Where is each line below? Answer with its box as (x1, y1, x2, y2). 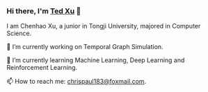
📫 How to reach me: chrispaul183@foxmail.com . (6, 77, 147, 86)
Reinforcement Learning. (6, 64, 78, 72)
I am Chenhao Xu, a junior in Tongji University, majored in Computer (6, 22, 201, 30)
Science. (6, 29, 32, 37)
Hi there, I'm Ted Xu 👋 (6, 6, 81, 16)
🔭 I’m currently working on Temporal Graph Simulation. (6, 43, 164, 51)
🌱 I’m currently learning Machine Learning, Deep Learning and (6, 56, 185, 64)
